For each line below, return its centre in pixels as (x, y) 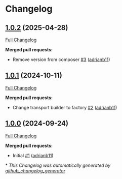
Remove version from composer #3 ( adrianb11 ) (61, 59)
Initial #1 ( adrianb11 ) (33, 155)
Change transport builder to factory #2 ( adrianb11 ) (65, 107)
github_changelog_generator (35, 170)
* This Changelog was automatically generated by (58, 165)
